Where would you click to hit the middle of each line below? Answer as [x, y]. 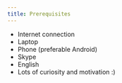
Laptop [28, 41]
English [28, 64]
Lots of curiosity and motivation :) [66, 72]
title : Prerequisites [39, 14]
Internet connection [46, 34]
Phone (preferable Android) [57, 49]
